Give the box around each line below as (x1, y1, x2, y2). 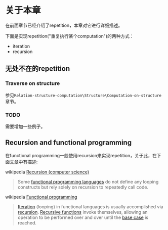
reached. (17, 219, 37, 225)
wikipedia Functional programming (5, 194, 77, 200)
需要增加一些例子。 (5, 123, 46, 129)
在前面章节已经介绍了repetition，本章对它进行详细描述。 (5, 22, 123, 28)
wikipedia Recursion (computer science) (5, 169, 90, 175)
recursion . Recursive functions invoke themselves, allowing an (17, 209, 148, 215)
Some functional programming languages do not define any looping (17, 178, 159, 185)
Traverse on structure (5, 80, 60, 87)
